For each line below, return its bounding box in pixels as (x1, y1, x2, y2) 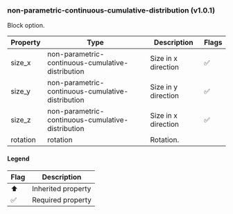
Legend (7, 154, 30, 163)
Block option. (7, 21, 45, 30)
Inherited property (32, 184, 92, 193)
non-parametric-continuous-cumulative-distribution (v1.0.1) (7, 6, 216, 15)
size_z (10, 115, 31, 125)
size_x (10, 58, 31, 68)
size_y (10, 87, 31, 96)
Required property (32, 195, 92, 204)
